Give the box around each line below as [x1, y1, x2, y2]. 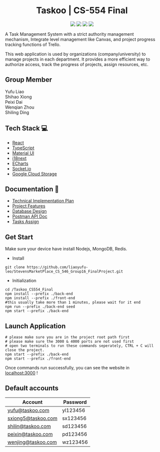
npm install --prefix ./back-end [5, 292, 73, 296]
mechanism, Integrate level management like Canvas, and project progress [5, 36, 156, 42]
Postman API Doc [12, 213, 48, 220]
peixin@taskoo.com [7, 430, 53, 437]
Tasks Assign [12, 219, 39, 225]
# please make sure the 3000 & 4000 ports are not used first [5, 339, 134, 344]
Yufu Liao [5, 89, 24, 94]
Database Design [12, 208, 47, 214]
